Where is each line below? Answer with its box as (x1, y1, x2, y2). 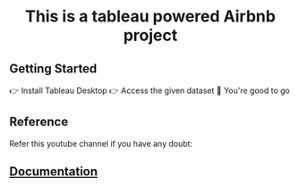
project (123, 25, 178, 46)
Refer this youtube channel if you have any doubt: (9, 138, 193, 149)
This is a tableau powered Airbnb (25, 6, 276, 27)
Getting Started (9, 61, 98, 76)
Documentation (9, 164, 98, 180)
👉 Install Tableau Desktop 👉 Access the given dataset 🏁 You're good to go (9, 85, 291, 96)
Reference (9, 115, 69, 130)
